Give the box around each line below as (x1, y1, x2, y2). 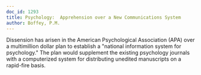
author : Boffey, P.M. (6, 20, 61, 26)
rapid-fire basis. (6, 62, 46, 69)
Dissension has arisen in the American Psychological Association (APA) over (6, 37, 195, 44)
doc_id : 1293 (6, 8, 39, 15)
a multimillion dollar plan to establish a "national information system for (6, 43, 182, 50)
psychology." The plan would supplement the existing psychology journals (6, 49, 190, 56)
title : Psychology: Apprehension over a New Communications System (6, 14, 181, 20)
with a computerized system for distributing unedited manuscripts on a (6, 55, 182, 63)
